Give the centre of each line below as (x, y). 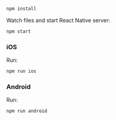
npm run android (27, 111)
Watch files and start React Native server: (58, 20)
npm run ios (21, 72)
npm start (19, 31)
